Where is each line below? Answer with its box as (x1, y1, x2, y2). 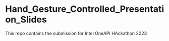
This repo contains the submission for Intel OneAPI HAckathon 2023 (5, 30, 147, 36)
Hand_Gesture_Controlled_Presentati (5, 3, 164, 15)
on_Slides (5, 14, 47, 25)
